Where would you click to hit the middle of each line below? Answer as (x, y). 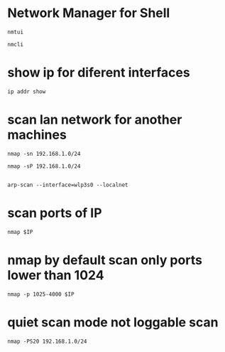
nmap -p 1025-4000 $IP (41, 294)
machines (37, 135)
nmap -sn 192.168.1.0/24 (44, 154)
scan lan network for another (95, 120)
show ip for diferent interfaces (99, 73)
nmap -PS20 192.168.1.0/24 (47, 341)
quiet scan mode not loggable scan (113, 322)
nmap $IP (20, 232)
